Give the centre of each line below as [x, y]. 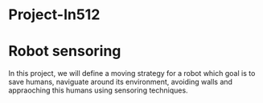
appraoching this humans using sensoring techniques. [98, 90]
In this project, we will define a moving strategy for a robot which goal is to [132, 73]
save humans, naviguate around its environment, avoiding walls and [121, 82]
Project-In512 [54, 15]
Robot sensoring [65, 51]
